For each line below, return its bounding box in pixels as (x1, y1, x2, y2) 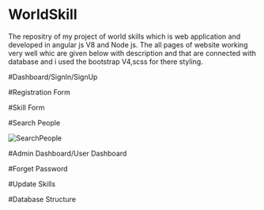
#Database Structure (8, 194, 77, 204)
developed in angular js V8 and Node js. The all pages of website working (8, 39, 248, 49)
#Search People (8, 118, 61, 127)
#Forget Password (8, 163, 69, 173)
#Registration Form (8, 87, 71, 96)
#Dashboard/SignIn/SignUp (8, 72, 98, 81)
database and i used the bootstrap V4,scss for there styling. (8, 57, 203, 66)
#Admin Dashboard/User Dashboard (8, 148, 127, 158)
